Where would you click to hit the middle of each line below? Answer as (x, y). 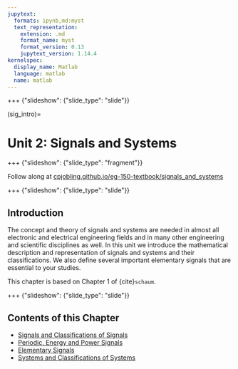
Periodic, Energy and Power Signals (70, 342)
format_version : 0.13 (52, 47)
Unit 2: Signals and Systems (92, 143)
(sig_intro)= (24, 114)
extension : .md (43, 34)
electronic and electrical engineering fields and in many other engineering (116, 238)
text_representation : (46, 27)
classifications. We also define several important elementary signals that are (119, 260)
